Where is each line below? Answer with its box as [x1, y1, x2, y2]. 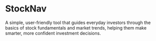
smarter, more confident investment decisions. [5, 30, 101, 36]
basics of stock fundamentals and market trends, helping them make [5, 24, 146, 30]
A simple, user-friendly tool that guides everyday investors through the [5, 19, 151, 25]
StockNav [5, 3, 47, 14]
